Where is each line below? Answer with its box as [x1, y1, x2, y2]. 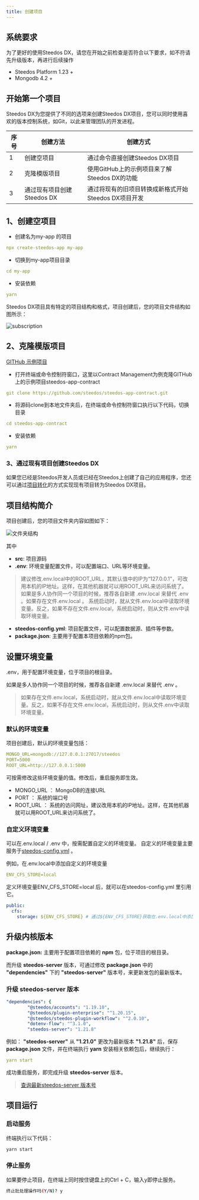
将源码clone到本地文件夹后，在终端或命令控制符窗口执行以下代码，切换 [14, 401, 190, 409]
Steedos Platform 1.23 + [14, 68, 74, 76]
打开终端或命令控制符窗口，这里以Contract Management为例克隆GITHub [14, 370, 192, 378]
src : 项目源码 [14, 555, 47, 563]
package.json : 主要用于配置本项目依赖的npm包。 [14, 633, 136, 640]
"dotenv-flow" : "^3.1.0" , [27, 1021, 92, 1027]
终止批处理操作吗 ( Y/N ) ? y [6, 1188, 63, 1194]
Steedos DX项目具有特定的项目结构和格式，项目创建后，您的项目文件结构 [6, 303, 185, 310]
